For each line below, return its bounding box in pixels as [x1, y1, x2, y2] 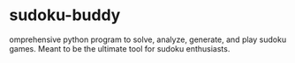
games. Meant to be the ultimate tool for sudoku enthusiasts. [9, 43, 231, 53]
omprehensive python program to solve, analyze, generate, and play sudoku [9, 34, 287, 45]
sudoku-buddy [9, 5, 121, 25]
